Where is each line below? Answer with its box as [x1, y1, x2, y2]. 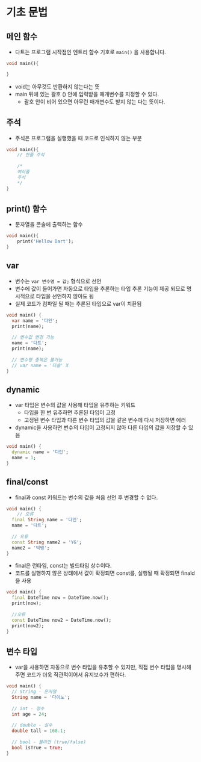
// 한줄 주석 [17, 152, 45, 158]
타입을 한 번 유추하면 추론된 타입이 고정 [23, 409, 116, 416]
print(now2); [11, 622, 45, 629]
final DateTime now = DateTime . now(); [11, 595, 110, 601]
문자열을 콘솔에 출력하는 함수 [14, 221, 83, 228]
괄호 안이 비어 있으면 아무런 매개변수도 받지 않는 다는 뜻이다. [23, 98, 165, 105]
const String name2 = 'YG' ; [11, 539, 82, 545]
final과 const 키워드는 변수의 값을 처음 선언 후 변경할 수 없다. [14, 494, 158, 501]
